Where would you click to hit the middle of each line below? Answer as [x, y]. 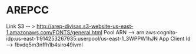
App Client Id [175, 38]
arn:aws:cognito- [157, 32]
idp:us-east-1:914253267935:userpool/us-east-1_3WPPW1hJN [82, 38]
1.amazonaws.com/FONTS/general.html [54, 32]
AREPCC [27, 10]
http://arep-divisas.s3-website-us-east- [85, 26]
